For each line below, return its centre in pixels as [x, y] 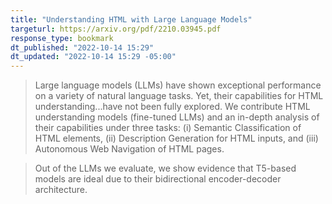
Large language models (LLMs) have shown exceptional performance [178, 85]
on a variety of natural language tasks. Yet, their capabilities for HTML [179, 96]
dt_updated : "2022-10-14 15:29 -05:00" [93, 57]
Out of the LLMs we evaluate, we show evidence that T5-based [165, 168]
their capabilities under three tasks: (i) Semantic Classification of [168, 128]
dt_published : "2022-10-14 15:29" [82, 47]
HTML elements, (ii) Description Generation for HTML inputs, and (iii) [176, 138]
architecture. [61, 190]
